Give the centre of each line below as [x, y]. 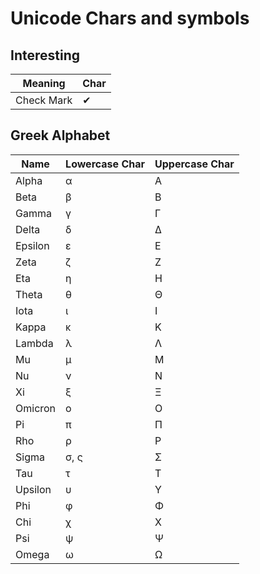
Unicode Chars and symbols [130, 18]
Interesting [45, 55]
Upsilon [33, 489]
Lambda [34, 343]
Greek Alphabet [60, 135]
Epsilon [32, 245]
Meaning [44, 83]
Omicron [36, 408]
